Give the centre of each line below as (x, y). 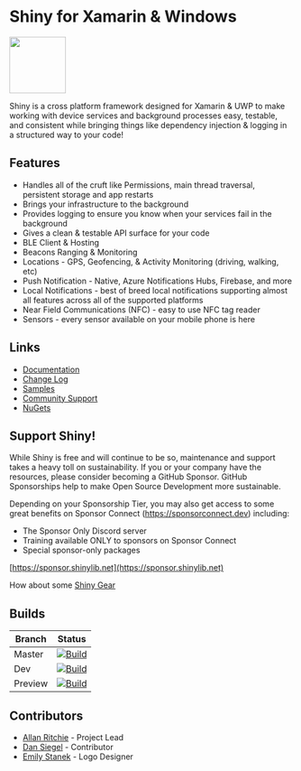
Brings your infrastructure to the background (105, 204)
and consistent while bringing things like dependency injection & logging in (148, 125)
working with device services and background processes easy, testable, (143, 116)
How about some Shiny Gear (63, 585)
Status (72, 639)
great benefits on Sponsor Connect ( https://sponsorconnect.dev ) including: (150, 514)
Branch (31, 639)
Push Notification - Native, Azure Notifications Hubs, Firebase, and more (157, 281)
